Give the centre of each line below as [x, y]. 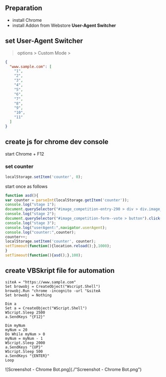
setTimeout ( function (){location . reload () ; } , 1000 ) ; [58, 246]
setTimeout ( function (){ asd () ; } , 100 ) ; [44, 255]
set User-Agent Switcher [44, 41]
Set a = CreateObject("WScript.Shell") [46, 308]
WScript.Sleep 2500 [25, 312]
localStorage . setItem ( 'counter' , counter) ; [51, 242]
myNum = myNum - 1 [24, 338]
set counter [19, 166]
